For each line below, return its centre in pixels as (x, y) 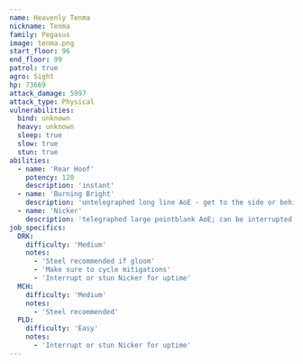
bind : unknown (44, 118)
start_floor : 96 (40, 51)
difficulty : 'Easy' (62, 329)
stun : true (38, 152)
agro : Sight (32, 77)
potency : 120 (50, 177)
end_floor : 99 (36, 60)
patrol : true (34, 69)
